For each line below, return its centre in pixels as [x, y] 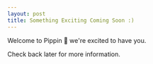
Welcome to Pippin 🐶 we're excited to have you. [77, 40]
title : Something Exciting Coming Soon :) [71, 20]
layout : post [27, 14]
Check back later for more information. [64, 54]
